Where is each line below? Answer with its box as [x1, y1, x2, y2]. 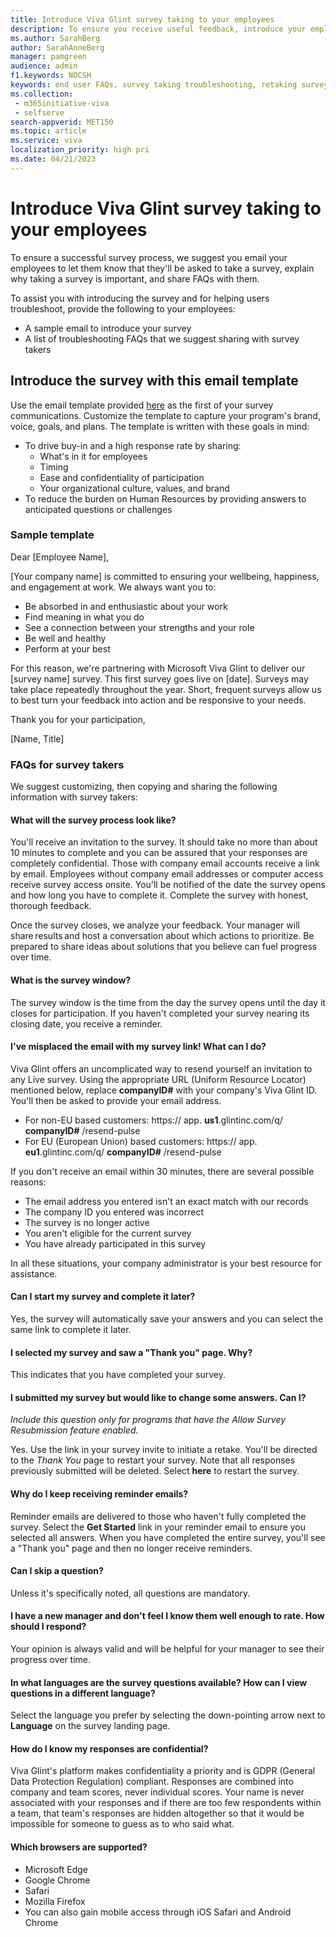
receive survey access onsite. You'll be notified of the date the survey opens [10, 879, 326, 891]
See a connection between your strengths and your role [24, 621, 255, 633]
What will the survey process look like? [10, 814, 177, 826]
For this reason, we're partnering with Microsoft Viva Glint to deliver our [10, 662, 306, 674]
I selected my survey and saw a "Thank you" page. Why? [10, 1346, 253, 1358]
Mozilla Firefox [24, 1895, 86, 1907]
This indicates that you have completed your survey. [10, 1369, 226, 1381]
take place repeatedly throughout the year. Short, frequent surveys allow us [10, 683, 322, 695]
